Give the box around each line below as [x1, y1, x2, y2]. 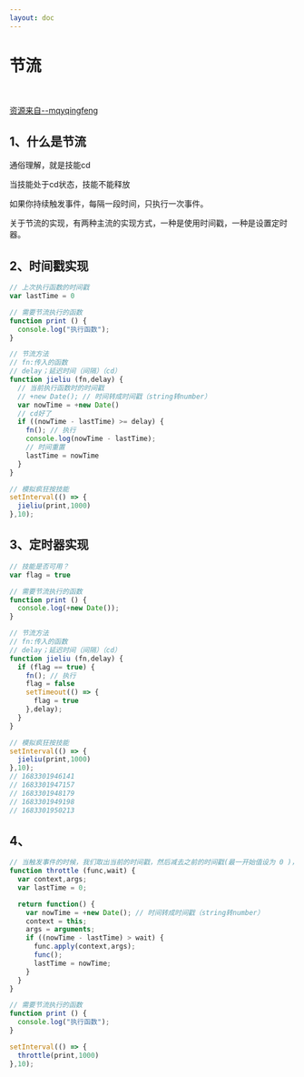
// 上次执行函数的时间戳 [9, 283, 90, 292]
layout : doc [9, 13, 54, 23]
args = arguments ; [25, 925, 95, 934]
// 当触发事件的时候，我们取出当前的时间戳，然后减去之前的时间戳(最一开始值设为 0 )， [9, 858, 299, 867]
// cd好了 [17, 408, 52, 418]
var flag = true [9, 570, 71, 579]
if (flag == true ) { [17, 662, 95, 671]
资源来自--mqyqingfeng [9, 105, 98, 116]
